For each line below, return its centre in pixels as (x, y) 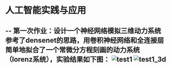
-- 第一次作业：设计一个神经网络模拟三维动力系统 (83, 31)
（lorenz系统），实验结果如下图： (58, 59)
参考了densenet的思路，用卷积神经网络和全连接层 (85, 40)
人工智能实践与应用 (46, 10)
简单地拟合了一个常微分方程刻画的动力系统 (72, 49)
